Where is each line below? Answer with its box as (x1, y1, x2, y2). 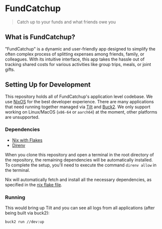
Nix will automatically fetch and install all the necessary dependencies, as (5, 177, 152, 182)
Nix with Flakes (12, 137, 43, 143)
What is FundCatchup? (5, 33, 75, 41)
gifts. (5, 66, 15, 72)
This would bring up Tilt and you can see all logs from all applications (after (5, 205, 155, 211)
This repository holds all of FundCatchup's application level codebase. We (5, 93, 153, 99)
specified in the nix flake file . (5, 181, 62, 187)
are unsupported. (5, 114, 40, 120)
